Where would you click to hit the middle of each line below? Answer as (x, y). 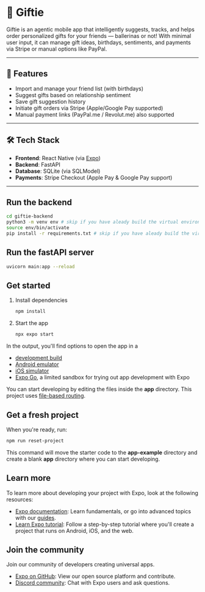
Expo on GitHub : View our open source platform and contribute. (95, 576)
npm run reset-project (35, 440)
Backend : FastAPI (38, 164)
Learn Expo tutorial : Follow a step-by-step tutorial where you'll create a (104, 524)
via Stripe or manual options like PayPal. (57, 49)
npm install (30, 312)
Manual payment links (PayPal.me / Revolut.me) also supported (95, 114)
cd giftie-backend (30, 216)
